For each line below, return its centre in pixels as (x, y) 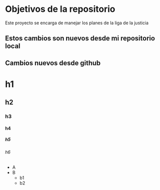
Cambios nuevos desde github (53, 63)
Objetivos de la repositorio (60, 9)
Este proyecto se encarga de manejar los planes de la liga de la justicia (77, 23)
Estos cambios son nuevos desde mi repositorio (80, 38)
